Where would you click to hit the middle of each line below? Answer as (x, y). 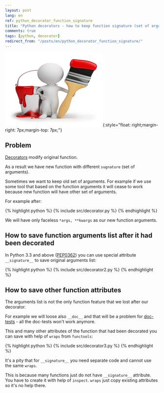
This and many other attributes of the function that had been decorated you (81, 331)
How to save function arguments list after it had (79, 235)
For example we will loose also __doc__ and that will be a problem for (74, 317)
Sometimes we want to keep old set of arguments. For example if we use (78, 181)
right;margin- (145, 125)
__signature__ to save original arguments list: (51, 260)
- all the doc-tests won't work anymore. (56, 322)
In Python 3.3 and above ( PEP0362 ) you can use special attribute (71, 255)
